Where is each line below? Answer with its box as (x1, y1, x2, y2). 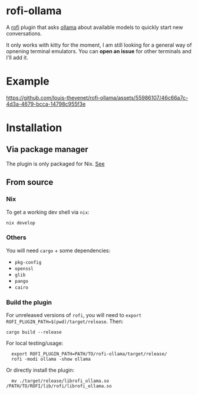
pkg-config (14, 259, 42, 265)
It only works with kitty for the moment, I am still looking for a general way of (6, 41, 192, 48)
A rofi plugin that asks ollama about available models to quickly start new (6, 24, 183, 31)
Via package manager (6, 145, 88, 155)
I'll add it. (6, 54, 28, 61)
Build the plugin (6, 298, 52, 306)
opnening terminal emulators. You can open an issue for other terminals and (6, 47, 192, 54)
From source (6, 177, 54, 187)
